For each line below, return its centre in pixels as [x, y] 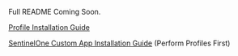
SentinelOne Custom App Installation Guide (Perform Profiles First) [119, 43]
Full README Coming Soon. [55, 12]
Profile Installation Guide [49, 27]
